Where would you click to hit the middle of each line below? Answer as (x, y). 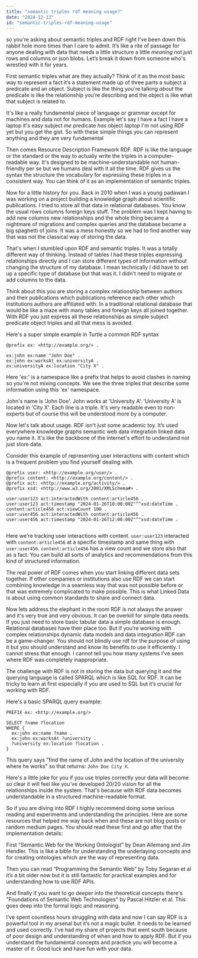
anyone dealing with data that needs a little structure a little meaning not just (99, 52)
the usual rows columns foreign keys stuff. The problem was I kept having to (99, 212)
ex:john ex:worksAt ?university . (54, 739)
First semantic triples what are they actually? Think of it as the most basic (95, 76)
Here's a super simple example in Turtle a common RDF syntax (83, 334)
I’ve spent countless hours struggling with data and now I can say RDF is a (97, 917)
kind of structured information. (43, 561)
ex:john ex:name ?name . (42, 734)
